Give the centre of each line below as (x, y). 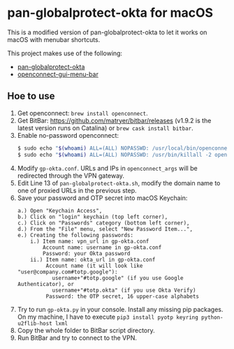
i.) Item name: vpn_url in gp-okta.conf (90, 241)
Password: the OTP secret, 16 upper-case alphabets (123, 296)
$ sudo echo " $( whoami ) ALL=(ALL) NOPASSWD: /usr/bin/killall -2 (114, 155)
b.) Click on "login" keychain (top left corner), (93, 217)
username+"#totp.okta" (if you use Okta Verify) (124, 290)
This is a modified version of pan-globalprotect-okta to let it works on (107, 32)
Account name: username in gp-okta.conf (102, 247)
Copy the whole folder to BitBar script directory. (86, 330)
